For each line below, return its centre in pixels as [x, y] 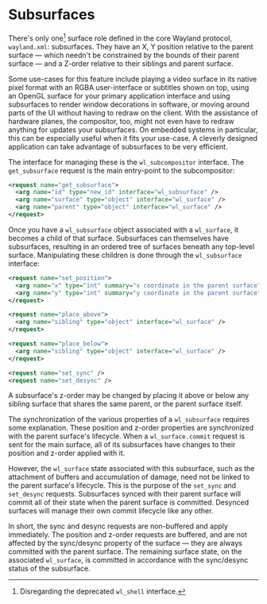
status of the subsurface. [49, 569]
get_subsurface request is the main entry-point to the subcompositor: [122, 170]
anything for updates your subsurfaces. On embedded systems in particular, [133, 130]
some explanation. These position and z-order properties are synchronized [131, 428]
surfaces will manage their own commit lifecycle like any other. [111, 511]
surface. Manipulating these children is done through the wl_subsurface [125, 255]
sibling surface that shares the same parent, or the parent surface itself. [126, 404]
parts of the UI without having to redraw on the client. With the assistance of [133, 112]
